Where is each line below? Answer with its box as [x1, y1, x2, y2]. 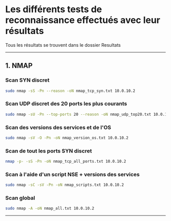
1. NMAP [5, 61, 33, 70]
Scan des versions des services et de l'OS [5, 123, 111, 131]
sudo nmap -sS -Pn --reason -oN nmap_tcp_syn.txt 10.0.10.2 [5, 88, 136, 93]
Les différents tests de [5, 4, 102, 15]
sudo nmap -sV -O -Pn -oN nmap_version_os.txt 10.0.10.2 [5, 135, 129, 140]
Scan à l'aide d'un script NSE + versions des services [5, 171, 140, 178]
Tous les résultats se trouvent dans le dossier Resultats [5, 42, 121, 48]
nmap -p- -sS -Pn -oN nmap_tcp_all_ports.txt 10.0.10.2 [5, 159, 126, 164]
